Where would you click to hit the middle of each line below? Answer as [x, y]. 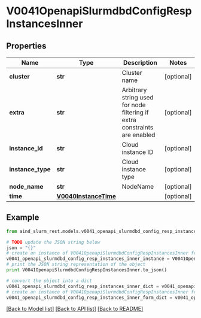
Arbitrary [134, 90]
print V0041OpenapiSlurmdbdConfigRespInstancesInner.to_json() [87, 270]
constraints [138, 127]
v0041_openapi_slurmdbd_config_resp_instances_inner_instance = [88, 259]
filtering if [135, 112]
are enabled [138, 135]
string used [138, 97]
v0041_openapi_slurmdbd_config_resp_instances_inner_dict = [83, 286]
